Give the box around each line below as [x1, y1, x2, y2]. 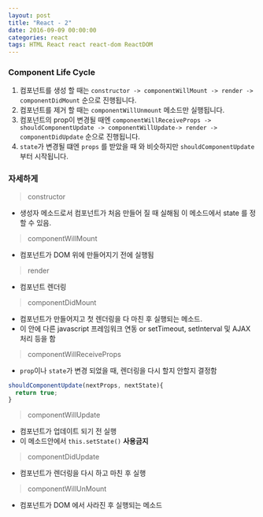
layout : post [8, 11, 51, 20]
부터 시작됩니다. [19, 151, 69, 162]
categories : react [8, 33, 69, 42]
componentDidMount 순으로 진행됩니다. [19, 95, 137, 105]
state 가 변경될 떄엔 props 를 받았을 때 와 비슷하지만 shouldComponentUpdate [19, 142, 255, 151]
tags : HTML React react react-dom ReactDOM [8, 41, 154, 49]
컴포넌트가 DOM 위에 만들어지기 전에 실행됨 [19, 250, 154, 259]
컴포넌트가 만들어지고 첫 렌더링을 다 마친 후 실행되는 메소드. [19, 314, 203, 323]
